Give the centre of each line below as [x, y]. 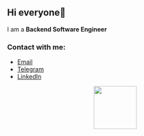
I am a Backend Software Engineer [57, 29]
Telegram [31, 69]
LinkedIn [29, 77]
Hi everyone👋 [37, 13]
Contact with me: [36, 47]
